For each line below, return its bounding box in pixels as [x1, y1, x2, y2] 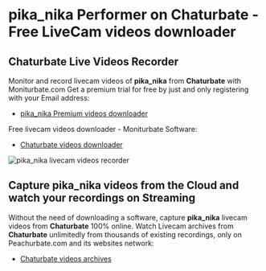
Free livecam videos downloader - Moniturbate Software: [8, 125, 198, 133]
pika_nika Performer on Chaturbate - [8, 6, 260, 24]
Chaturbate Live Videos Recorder [8, 55, 179, 68]
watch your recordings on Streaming [8, 191, 195, 205]
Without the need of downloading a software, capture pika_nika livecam [8, 212, 248, 222]
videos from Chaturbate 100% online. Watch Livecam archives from [8, 221, 235, 231]
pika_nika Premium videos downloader [19, 109, 149, 118]
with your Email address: [8, 93, 90, 102]
